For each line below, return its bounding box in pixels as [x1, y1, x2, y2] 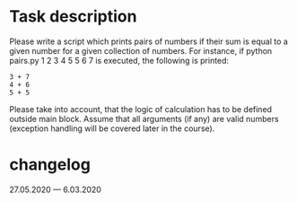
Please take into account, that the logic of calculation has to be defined [9, 103, 272, 114]
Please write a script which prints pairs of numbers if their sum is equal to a [9, 36, 289, 47]
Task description [9, 6, 137, 27]
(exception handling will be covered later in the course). [9, 123, 215, 134]
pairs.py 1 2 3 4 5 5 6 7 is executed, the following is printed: [9, 55, 230, 66]
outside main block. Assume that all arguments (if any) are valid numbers [9, 113, 280, 124]
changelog [9, 154, 92, 175]
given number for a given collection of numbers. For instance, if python [9, 45, 273, 56]
